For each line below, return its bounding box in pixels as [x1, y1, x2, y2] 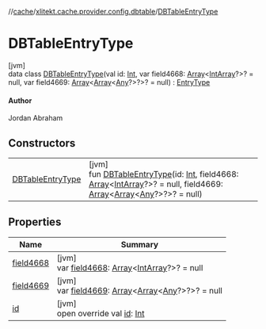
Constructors [8, 136, 76, 150]
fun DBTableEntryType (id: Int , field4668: [88, 168, 239, 179]
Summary [120, 239, 159, 250]
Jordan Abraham [8, 113, 63, 123]
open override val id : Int [56, 308, 145, 319]
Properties [8, 216, 62, 229]
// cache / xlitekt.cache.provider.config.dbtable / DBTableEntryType [8, 7, 218, 16]
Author [8, 95, 32, 105]
